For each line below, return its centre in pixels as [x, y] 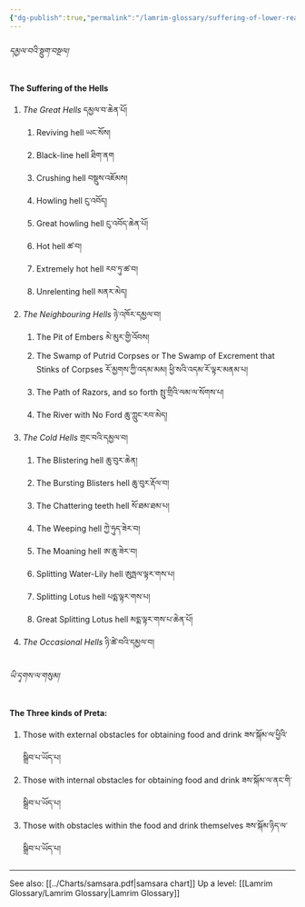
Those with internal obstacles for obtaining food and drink [131, 780]
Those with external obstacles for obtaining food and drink [132, 735]
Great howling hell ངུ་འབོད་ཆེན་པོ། [92, 223]
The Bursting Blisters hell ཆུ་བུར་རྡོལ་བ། [103, 483]
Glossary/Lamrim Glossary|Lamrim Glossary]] [94, 893]
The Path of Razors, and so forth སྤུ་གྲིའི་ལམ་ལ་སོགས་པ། [130, 392]
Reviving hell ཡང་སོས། [73, 132]
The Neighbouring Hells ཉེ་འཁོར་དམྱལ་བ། [92, 314]
